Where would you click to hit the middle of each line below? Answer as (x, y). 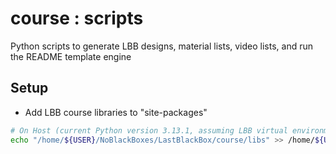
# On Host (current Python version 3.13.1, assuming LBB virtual (149, 130)
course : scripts (77, 18)
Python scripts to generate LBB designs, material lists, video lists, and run (161, 46)
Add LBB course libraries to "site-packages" (116, 112)
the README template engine (71, 56)
